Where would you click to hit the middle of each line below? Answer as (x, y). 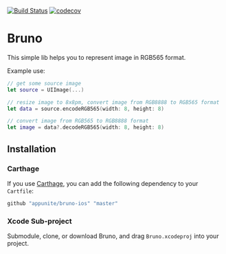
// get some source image (44, 83)
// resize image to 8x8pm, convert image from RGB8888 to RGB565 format (113, 102)
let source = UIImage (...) (46, 89)
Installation (32, 149)
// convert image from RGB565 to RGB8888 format (78, 121)
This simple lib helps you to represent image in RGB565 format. (97, 57)
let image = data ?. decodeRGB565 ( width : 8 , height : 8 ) (86, 127)
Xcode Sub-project (39, 221)
